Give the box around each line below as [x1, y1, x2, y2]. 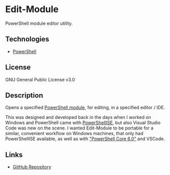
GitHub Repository [12, 164, 52, 170]
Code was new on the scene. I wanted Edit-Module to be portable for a [5, 125, 154, 131]
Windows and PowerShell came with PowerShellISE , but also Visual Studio [5, 120, 161, 126]
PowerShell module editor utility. [5, 20, 73, 26]
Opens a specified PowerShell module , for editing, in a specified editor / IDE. [5, 105, 165, 111]
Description [5, 91, 43, 100]
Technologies [5, 35, 50, 43]
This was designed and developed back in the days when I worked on [5, 114, 151, 120]
